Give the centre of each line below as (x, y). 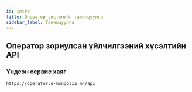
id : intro (18, 11)
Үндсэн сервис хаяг (36, 72)
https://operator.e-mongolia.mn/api (51, 84)
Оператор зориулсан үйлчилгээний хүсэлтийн (96, 46)
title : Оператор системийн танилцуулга (55, 17)
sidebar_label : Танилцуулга (40, 22)
